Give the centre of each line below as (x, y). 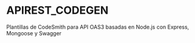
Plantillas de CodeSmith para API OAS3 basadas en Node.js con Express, (98, 27)
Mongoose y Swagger (34, 33)
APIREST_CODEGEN (57, 10)
